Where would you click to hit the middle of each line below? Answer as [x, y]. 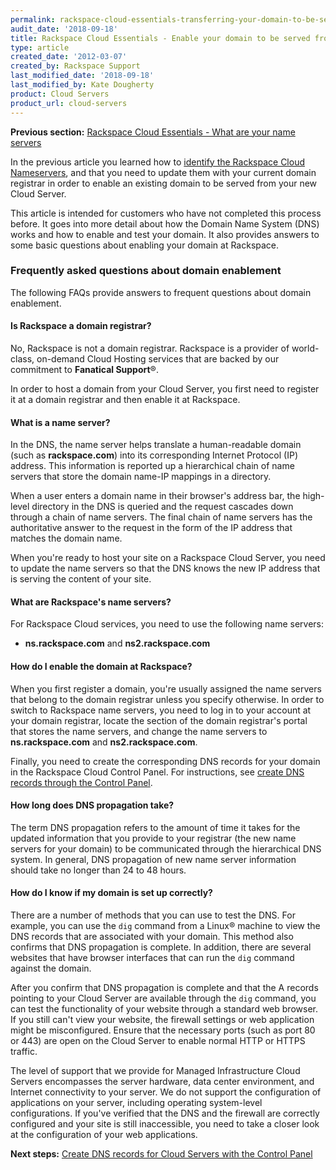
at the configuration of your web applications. [104, 1135]
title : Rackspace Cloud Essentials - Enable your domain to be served [160, 38]
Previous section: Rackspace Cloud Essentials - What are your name [153, 132]
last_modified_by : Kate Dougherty [82, 85]
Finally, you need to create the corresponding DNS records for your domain [165, 761]
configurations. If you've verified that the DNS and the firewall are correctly [165, 1113]
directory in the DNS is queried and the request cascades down [162, 507]
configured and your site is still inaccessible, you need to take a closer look [165, 1124]
